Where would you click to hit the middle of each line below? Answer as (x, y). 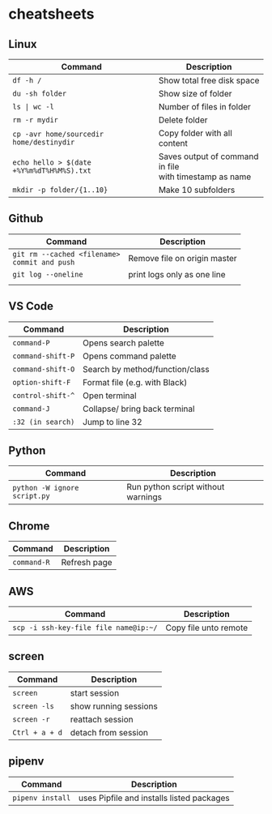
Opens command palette (129, 356)
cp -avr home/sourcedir (58, 134)
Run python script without (176, 487)
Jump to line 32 (113, 422)
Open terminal (109, 396)
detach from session (109, 732)
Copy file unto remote (207, 628)
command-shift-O (44, 369)
